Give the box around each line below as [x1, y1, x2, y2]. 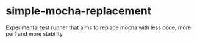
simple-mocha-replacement [5, 4, 152, 18]
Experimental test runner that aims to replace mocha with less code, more [5, 24, 192, 31]
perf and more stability [5, 30, 63, 37]
